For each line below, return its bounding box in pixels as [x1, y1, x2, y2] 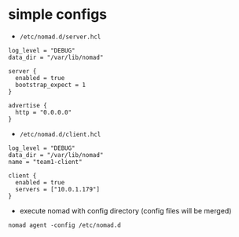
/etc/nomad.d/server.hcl [19, 33, 101, 41]
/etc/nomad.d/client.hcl [19, 130, 101, 138]
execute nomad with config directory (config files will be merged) [19, 206, 232, 215]
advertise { [8, 101, 47, 109]
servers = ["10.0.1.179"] [15, 185, 101, 193]
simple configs [8, 5, 108, 24]
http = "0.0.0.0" [15, 108, 72, 116]
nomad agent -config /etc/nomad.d [8, 221, 122, 229]
